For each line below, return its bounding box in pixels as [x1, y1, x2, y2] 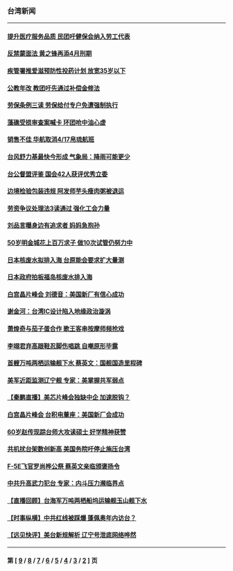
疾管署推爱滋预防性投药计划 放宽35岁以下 [7, 67, 126, 75]
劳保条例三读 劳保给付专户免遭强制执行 [7, 101, 119, 109]
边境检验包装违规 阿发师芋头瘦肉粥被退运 [7, 187, 125, 195]
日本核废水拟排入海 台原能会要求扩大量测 [7, 256, 125, 264]
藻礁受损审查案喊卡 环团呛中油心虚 [7, 118, 106, 126]
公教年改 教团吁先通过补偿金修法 [7, 83, 101, 92]
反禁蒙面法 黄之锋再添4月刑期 [7, 49, 92, 58]
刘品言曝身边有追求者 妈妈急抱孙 [7, 221, 101, 230]
